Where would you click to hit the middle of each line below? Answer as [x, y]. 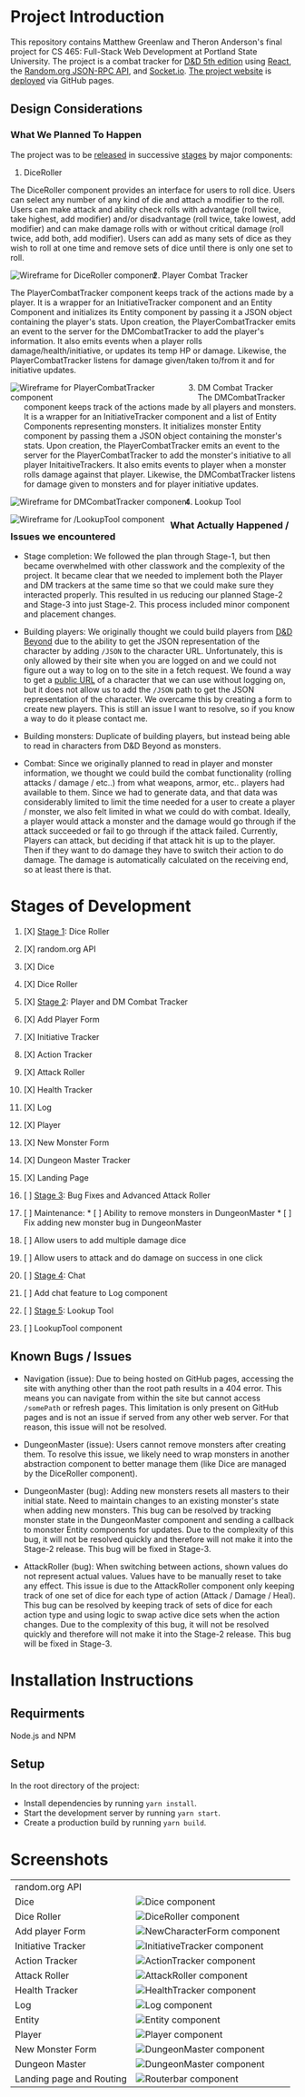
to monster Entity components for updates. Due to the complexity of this [158, 1529]
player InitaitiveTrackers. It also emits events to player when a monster [155, 464]
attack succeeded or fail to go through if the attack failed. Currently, [150, 831]
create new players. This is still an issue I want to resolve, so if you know [159, 708]
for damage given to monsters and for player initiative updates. [141, 484]
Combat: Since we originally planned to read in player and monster [148, 763]
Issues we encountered [63, 536]
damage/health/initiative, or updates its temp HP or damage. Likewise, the [148, 351]
